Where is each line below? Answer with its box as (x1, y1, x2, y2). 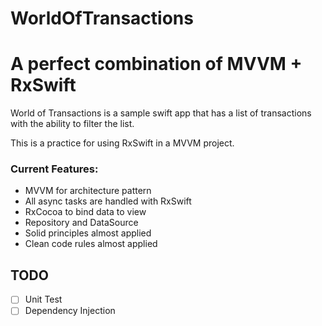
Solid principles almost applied (24, 227, 152, 239)
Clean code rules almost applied (24, 238, 158, 250)
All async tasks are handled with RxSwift (24, 195, 192, 207)
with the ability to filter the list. (10, 118, 135, 130)
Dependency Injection (24, 305, 116, 317)
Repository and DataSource (24, 217, 139, 229)
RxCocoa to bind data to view (24, 206, 147, 218)
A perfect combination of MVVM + (10, 53, 303, 76)
